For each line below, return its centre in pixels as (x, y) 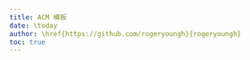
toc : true (28, 42)
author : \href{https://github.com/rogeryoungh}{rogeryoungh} (125, 34)
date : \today (33, 26)
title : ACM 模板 (38, 17)
